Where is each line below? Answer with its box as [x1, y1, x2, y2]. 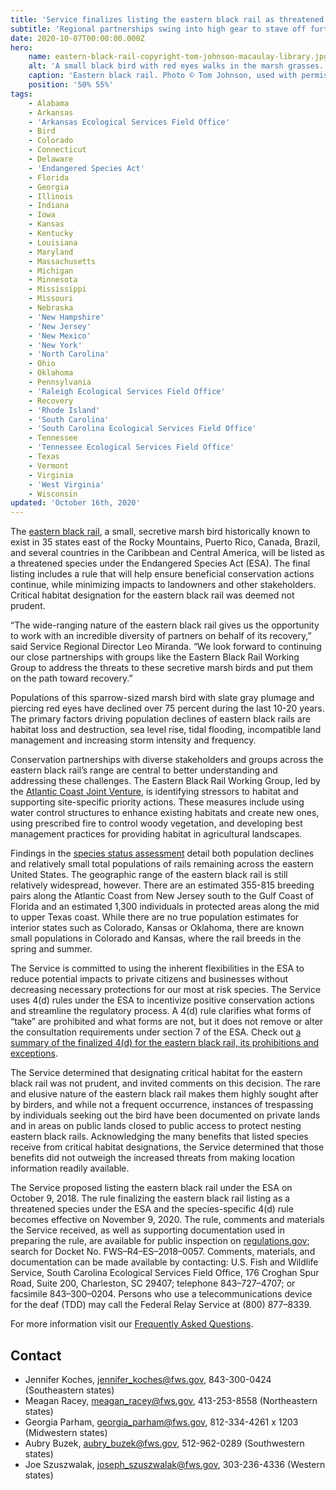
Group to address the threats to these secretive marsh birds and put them [10, 662, 314, 674]
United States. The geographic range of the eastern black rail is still [10, 869, 288, 881]
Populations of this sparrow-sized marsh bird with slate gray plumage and [10, 692, 315, 704]
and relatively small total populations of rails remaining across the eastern [10, 858, 314, 870]
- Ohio [28, 359, 56, 369]
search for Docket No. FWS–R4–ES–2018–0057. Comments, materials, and [10, 1246, 316, 1258]
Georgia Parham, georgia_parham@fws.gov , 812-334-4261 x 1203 [24, 1416, 299, 1428]
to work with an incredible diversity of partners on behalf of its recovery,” [10, 630, 312, 642]
